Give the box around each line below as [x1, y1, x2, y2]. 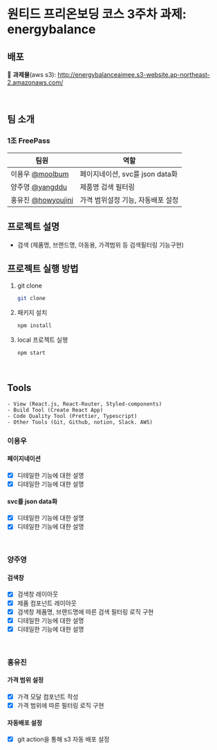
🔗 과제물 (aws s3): [7, 71, 57, 78]
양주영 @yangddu [10, 182, 68, 191]
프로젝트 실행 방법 [7, 263, 79, 274]
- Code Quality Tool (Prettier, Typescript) [7, 412, 138, 419]
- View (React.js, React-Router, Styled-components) [7, 400, 162, 408]
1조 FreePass [7, 136, 50, 146]
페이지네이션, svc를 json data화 [79, 169, 178, 179]
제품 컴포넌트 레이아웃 [17, 599, 77, 607]
